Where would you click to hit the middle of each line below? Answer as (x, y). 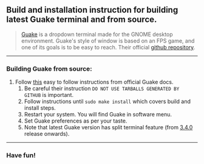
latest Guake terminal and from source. (82, 20)
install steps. (40, 108)
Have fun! (21, 155)
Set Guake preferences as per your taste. (76, 121)
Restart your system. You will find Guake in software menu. (98, 115)
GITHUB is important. (49, 95)
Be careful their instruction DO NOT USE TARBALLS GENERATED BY (102, 88)
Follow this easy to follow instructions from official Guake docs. (94, 82)
